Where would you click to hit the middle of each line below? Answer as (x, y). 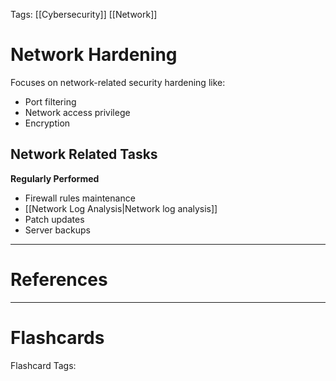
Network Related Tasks (84, 154)
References (59, 279)
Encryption (47, 123)
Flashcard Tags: (43, 365)
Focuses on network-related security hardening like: (118, 82)
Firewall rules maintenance (80, 198)
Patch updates (54, 219)
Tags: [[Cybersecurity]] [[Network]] (84, 14)
